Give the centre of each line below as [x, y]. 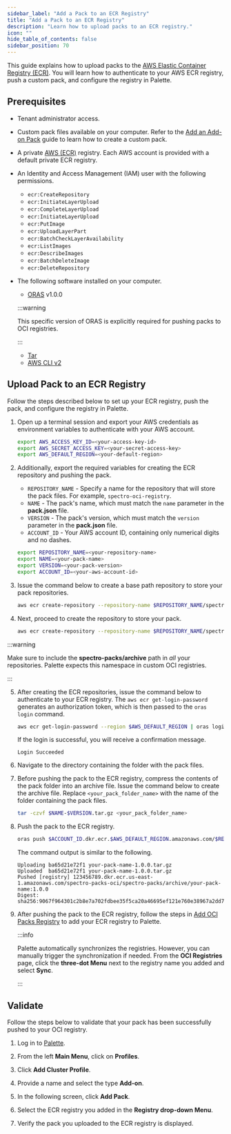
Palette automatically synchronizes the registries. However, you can [113, 949]
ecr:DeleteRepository [58, 268]
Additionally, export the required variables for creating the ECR [106, 468]
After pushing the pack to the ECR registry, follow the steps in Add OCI [118, 914]
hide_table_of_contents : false [52, 39]
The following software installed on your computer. [89, 281]
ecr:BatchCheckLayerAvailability [76, 239]
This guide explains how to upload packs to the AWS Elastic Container [107, 65]
